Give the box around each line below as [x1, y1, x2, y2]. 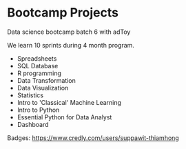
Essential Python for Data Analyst [17, 112, 112, 121]
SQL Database [17, 61, 59, 70]
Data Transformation [17, 76, 76, 84]
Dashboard [17, 120, 50, 128]
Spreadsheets [17, 54, 57, 63]
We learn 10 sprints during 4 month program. [7, 41, 134, 49]
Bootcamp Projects [7, 5, 119, 21]
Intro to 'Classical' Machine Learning [17, 98, 122, 106]
